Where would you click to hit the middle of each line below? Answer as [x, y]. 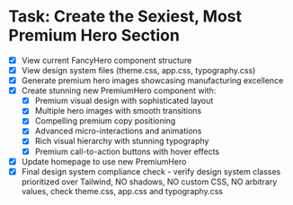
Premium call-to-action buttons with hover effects [127, 151]
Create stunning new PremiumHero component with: [119, 90]
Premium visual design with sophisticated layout [124, 101]
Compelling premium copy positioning [105, 121]
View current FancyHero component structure [107, 60]
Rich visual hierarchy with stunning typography [122, 141]
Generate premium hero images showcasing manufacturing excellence [152, 81]
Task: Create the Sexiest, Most [125, 17]
